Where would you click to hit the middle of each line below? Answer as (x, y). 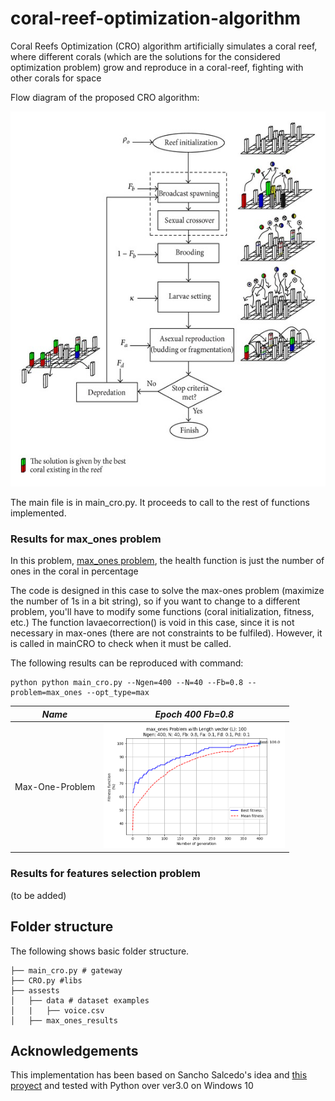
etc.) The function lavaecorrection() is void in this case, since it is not (152, 623)
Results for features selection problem (105, 874)
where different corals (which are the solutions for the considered (145, 56)
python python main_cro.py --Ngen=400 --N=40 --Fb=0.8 (127, 683)
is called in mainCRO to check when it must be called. (121, 644)
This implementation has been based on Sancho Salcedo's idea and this (159, 1075)
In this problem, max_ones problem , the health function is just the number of (167, 561)
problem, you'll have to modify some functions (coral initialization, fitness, (162, 612)
